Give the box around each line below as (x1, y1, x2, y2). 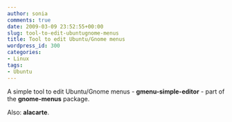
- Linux (7, 55, 30, 62)
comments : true (7, 17, 51, 24)
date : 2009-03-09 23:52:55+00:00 (7, 23, 104, 30)
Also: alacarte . (7, 108, 50, 116)
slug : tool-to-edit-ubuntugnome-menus (7, 29, 119, 37)
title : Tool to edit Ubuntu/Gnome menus (7, 36, 126, 43)
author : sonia (7, 10, 48, 17)
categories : (7, 49, 42, 56)
